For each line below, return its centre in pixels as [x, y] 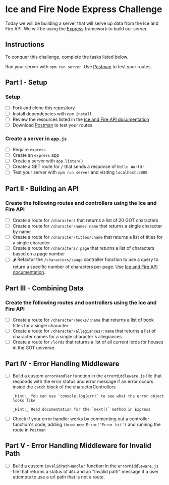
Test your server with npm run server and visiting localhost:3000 [80, 172]
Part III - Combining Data [45, 288]
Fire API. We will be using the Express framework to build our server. [76, 28]
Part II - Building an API [42, 188]
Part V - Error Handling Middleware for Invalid [78, 446]
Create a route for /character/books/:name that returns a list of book [83, 320]
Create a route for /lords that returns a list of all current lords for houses [88, 342]
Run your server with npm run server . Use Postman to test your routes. [79, 66]
